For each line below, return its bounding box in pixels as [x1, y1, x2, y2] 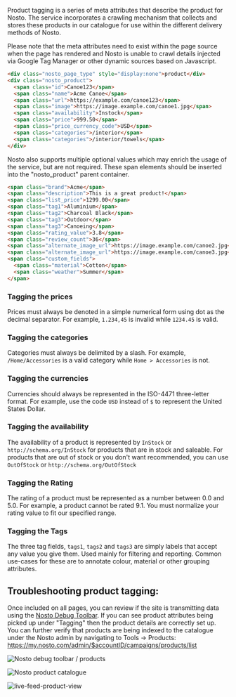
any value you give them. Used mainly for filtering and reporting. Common [7, 549, 222, 558]
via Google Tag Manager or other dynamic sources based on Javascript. [7, 57, 217, 65]
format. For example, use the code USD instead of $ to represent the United [7, 397, 223, 405]
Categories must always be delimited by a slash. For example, [7, 348, 186, 357]
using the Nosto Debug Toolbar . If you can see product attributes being [7, 611, 214, 620]
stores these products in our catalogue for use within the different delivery [7, 21, 223, 29]
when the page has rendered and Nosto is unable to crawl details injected [7, 49, 221, 58]
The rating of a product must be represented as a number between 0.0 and [7, 494, 225, 502]
